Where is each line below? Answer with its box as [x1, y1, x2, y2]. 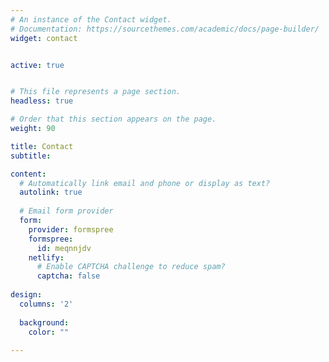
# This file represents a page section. [10, 87, 182, 97]
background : [19, 317, 70, 328]
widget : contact [10, 33, 78, 43]
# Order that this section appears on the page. [10, 114, 217, 125]
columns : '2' [19, 299, 74, 309]
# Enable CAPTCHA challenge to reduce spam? [36, 262, 226, 272]
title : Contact [10, 141, 74, 151]
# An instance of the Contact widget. [10, 14, 172, 25]
